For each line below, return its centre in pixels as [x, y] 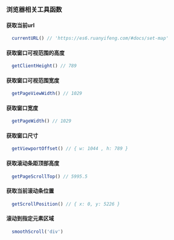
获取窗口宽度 [22, 108]
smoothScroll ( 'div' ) [37, 232]
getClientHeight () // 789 [44, 66]
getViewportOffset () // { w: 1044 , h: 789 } [70, 149]
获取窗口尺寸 [22, 135]
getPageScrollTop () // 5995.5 [50, 177]
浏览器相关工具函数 [34, 9]
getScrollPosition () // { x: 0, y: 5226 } [66, 204]
